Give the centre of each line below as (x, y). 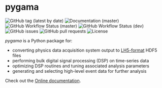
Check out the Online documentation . (43, 81)
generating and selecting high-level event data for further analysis (79, 71)
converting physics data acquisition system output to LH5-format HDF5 (85, 50)
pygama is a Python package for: (39, 40)
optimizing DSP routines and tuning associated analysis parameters (81, 66)
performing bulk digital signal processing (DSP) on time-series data (81, 60)
